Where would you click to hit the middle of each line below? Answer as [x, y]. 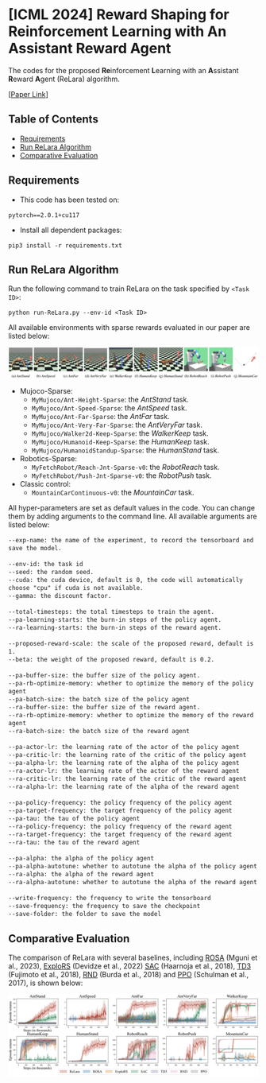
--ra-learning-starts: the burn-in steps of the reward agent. [115, 628]
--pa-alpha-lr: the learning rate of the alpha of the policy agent [124, 763]
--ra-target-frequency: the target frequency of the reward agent [120, 835]
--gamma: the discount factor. [60, 596]
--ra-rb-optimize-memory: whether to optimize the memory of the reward [131, 716]
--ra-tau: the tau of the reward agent [74, 843]
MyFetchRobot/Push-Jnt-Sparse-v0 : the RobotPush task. [121, 476]
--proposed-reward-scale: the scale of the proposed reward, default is [131, 644]
